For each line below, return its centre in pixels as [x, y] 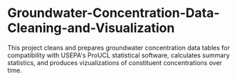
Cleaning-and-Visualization [91, 28]
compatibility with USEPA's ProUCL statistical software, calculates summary [118, 55]
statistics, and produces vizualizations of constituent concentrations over [115, 62]
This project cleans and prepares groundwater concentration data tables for [118, 47]
